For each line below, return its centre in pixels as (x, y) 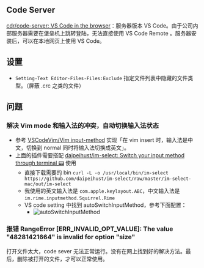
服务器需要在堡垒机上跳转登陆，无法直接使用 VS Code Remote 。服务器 (101, 33)
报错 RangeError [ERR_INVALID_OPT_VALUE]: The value (90, 229)
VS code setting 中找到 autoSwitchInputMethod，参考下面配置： (105, 205)
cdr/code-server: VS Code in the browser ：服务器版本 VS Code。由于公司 (100, 25)
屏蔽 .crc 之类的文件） (56, 86)
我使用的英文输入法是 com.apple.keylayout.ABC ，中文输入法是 (102, 191)
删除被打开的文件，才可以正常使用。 (62, 259)
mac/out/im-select (48, 184)
